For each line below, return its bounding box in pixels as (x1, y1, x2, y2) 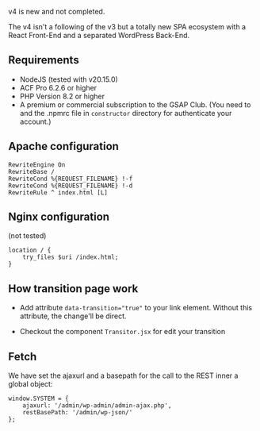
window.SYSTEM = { (8, 394, 69, 403)
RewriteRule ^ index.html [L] (8, 188, 109, 197)
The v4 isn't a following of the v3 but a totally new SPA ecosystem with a (8, 22, 247, 31)
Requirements (8, 53, 79, 67)
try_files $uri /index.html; (22, 253, 119, 261)
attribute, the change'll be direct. (19, 311, 127, 321)
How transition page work (8, 282, 139, 295)
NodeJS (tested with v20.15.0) (19, 75, 119, 84)
